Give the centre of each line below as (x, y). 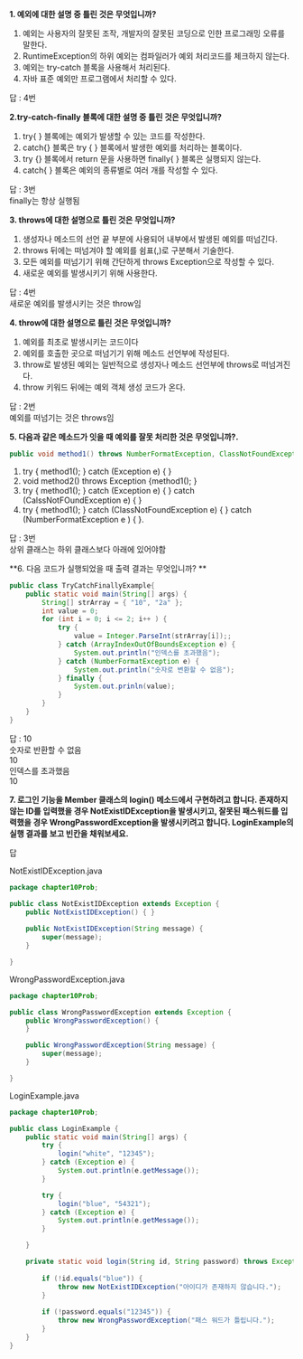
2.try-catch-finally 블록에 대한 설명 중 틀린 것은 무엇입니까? (116, 117)
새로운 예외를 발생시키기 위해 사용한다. (90, 273)
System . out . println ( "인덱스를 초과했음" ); (147, 653)
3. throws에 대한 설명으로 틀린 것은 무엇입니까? (92, 220)
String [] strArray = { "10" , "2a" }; (112, 602)
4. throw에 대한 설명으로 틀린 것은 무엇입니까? (90, 323)
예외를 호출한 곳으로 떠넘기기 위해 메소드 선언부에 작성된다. (126, 353)
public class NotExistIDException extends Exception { (115, 903)
